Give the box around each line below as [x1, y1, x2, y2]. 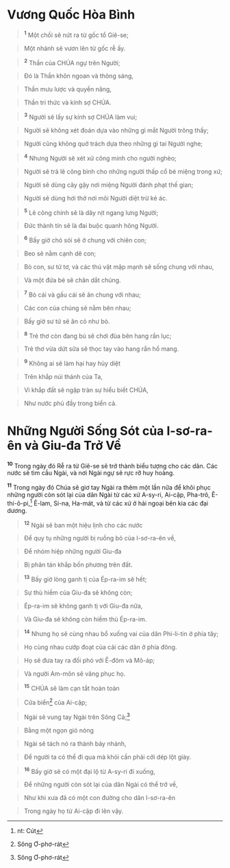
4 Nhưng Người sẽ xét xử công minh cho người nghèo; [23, 152, 177, 162]
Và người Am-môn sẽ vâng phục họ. [23, 670, 126, 678]
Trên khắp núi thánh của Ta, [23, 372, 103, 380]
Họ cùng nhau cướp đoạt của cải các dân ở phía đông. [23, 643, 177, 651]
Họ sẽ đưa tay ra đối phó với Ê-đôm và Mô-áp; [23, 656, 155, 664]
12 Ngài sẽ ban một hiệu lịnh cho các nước [23, 519, 143, 529]
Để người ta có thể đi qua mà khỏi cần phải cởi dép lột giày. [23, 753, 192, 761]
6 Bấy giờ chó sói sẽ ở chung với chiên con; [23, 235, 147, 244]
